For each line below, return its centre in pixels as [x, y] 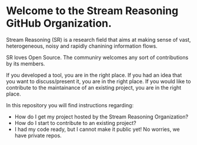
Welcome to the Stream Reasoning [92, 11]
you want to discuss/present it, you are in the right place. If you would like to [98, 81]
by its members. [26, 64]
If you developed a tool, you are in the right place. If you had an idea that [94, 75]
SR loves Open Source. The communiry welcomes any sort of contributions [97, 57]
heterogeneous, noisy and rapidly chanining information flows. [82, 46]
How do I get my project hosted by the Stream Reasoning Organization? [101, 117]
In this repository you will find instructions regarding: [70, 105]
